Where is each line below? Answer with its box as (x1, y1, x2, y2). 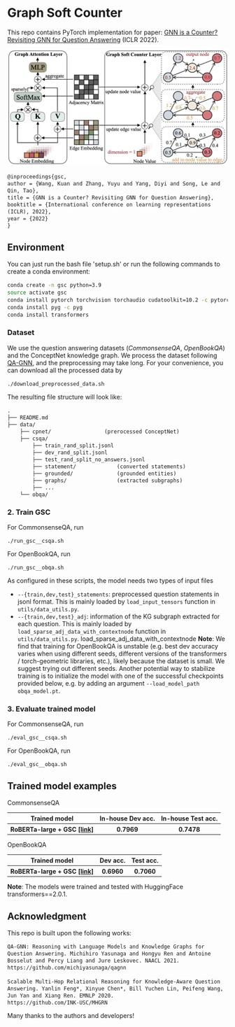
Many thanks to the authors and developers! (7, 1011, 135, 1019)
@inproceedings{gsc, (7, 173, 68, 180)
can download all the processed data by (7, 366, 123, 374)
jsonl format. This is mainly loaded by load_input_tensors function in (17, 597, 215, 606)
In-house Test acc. (160, 814, 218, 823)
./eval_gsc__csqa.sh (7, 735, 68, 742)
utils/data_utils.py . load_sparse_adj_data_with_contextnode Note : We (17, 635, 225, 643)
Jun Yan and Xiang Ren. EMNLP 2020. (7, 992, 114, 999)
